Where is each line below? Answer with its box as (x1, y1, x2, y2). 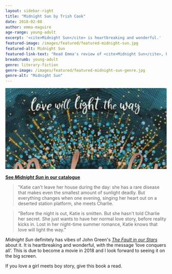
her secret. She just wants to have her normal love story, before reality (17, 216, 166, 222)
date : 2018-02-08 (5, 19, 42, 24)
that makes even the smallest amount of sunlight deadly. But (17, 189, 145, 196)
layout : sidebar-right (5, 8, 54, 13)
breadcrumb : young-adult (5, 57, 58, 62)
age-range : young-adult (5, 30, 56, 35)
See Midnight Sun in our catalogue (5, 174, 80, 180)
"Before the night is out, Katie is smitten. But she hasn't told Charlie (17, 210, 160, 216)
